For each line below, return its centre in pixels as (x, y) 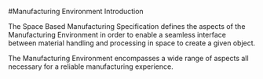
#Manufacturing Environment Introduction (76, 11)
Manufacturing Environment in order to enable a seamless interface (117, 35)
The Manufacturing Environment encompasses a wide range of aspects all (128, 58)
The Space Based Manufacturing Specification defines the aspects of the (127, 26)
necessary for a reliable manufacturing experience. (91, 66)
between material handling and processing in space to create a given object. (132, 43)
